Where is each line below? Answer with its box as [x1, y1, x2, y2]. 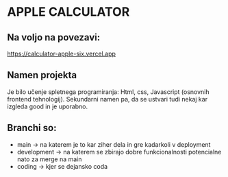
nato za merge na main [16, 155, 82, 163]
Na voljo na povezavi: [7, 32, 101, 43]
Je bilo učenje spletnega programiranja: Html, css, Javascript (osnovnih [7, 87, 210, 96]
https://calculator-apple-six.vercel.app [7, 49, 116, 58]
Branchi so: [7, 122, 57, 134]
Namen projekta [7, 69, 77, 81]
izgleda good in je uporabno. [7, 102, 88, 110]
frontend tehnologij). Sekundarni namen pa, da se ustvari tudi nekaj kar [7, 95, 207, 103]
